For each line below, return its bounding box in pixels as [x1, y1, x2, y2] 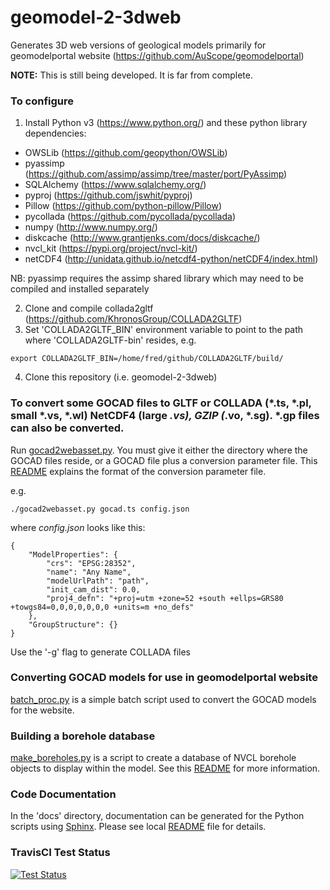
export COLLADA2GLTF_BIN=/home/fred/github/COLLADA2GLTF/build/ [10, 354, 284, 364]
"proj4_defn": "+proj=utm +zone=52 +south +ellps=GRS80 [46, 593, 284, 603]
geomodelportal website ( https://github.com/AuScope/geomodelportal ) [10, 49, 305, 61]
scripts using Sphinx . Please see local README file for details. [10, 821, 267, 833]
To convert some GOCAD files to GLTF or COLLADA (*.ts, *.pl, [10, 396, 312, 410]
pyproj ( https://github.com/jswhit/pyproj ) [24, 189, 193, 201]
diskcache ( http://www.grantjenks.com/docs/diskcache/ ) [24, 232, 261, 244]
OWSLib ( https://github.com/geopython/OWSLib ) [24, 147, 228, 159]
